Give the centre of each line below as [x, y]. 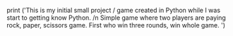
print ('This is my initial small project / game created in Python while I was [113, 10]
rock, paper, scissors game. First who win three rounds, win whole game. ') [116, 25]
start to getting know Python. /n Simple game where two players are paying [116, 18]
